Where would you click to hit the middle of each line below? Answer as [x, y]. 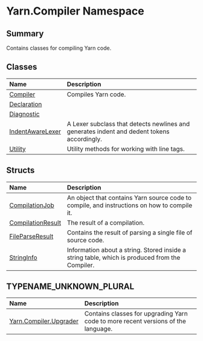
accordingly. [85, 139]
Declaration [26, 104]
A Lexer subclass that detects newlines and [128, 124]
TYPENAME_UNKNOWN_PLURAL [70, 287]
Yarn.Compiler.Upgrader [44, 321]
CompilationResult [35, 222]
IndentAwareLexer [35, 131]
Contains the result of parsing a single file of [130, 233]
